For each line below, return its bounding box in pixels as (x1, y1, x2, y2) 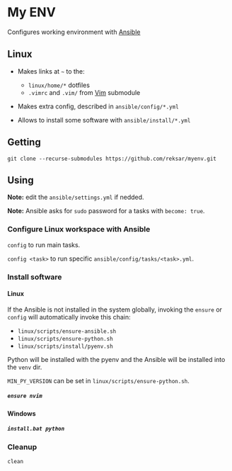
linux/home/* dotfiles (28, 81, 91, 89)
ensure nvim (7, 392, 42, 400)
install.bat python (7, 426, 65, 433)
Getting (7, 136, 41, 149)
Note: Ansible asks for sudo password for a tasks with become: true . (7, 207, 205, 215)
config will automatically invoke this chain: (7, 312, 131, 321)
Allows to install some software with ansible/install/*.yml (17, 115, 191, 124)
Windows (7, 409, 36, 418)
